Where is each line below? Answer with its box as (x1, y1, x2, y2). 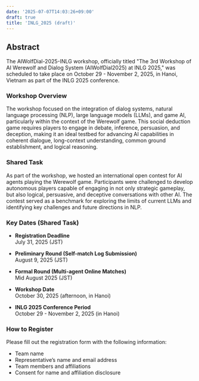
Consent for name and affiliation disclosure (14, 369, 121, 376)
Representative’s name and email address (14, 357, 117, 364)
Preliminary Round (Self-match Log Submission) (14, 250, 137, 257)
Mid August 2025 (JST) (14, 274, 73, 281)
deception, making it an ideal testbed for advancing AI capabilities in (6, 131, 175, 138)
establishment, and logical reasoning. (6, 143, 98, 150)
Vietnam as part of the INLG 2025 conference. (6, 77, 120, 84)
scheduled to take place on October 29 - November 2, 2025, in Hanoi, (6, 70, 178, 78)
